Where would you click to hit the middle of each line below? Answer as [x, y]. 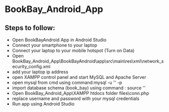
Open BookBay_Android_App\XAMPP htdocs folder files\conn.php [80, 93]
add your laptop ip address [40, 72]
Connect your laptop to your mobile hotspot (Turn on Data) [73, 50]
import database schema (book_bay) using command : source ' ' [79, 88]
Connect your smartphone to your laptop [54, 45]
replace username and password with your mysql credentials [76, 98]
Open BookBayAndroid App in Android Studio [59, 40]
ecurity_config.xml [31, 67]
